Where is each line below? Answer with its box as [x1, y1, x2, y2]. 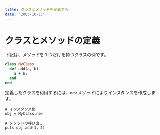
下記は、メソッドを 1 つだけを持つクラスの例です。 [5, 52, 109, 58]
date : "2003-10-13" [5, 12, 45, 17]
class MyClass [5, 62, 35, 67]
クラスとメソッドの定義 [5, 35, 100, 46]
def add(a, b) [9, 66, 39, 72]
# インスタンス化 [5, 107, 36, 112]
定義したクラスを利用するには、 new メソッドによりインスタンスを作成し [5, 90, 152, 95]
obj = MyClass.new [5, 111, 43, 116]
